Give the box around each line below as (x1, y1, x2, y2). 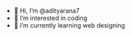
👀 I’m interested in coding (13, 14, 88, 22)
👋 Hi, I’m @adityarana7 (13, 7, 80, 15)
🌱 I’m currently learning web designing (13, 21, 126, 29)
